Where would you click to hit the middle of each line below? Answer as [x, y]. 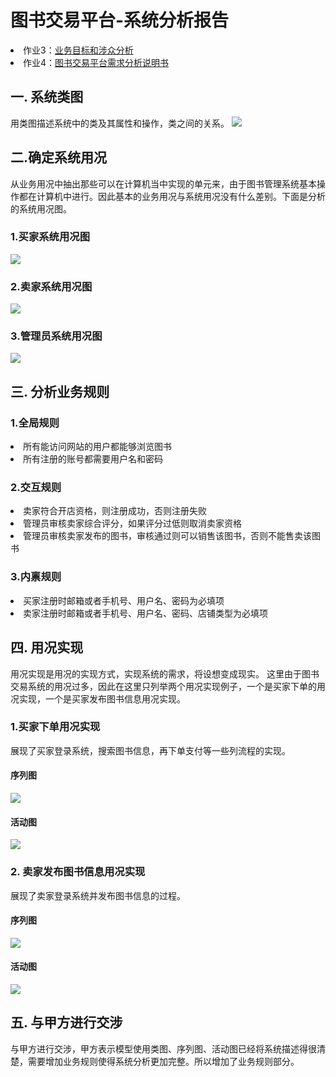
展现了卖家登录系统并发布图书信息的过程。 [98, 895]
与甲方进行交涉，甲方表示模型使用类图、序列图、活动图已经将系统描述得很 [163, 1048]
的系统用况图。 [41, 208]
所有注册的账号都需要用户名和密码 [93, 459]
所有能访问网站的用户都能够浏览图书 [97, 447]
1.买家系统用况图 [50, 237]
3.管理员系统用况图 [56, 336]
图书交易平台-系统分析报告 [120, 20]
